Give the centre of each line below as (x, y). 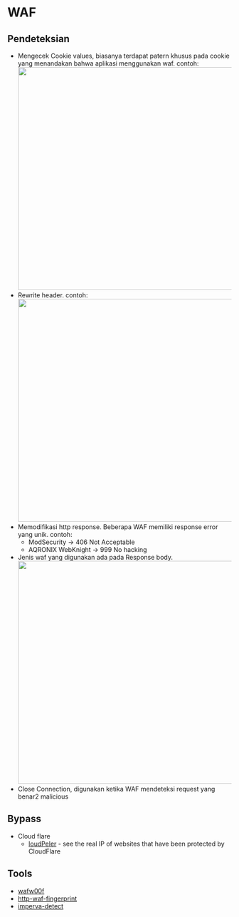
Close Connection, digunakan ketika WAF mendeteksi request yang (116, 789)
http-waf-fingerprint (47, 898)
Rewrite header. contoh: (53, 295)
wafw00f (31, 891)
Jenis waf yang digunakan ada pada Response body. (95, 557)
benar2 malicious (43, 796)
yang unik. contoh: (45, 534)
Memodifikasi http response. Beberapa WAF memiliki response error (118, 527)
